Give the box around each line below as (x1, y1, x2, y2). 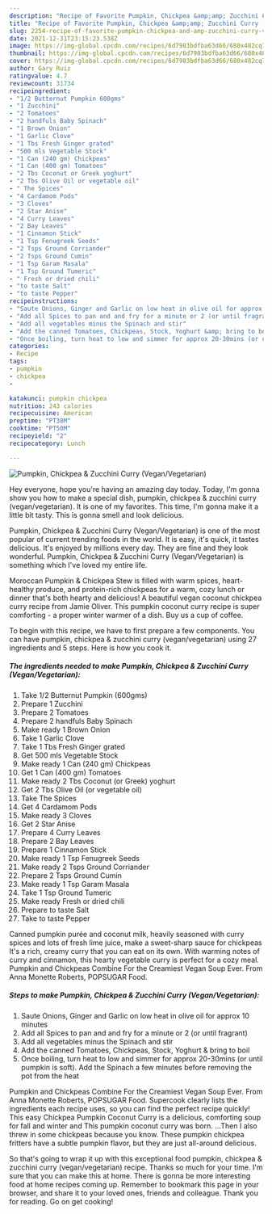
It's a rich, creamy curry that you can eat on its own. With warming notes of (9, 946, 261, 956)
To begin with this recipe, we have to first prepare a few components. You (9, 625, 255, 635)
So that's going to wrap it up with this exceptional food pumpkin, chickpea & (9, 1153, 262, 1163)
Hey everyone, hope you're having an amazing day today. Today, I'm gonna (9, 484, 261, 494)
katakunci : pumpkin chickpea (9, 394, 107, 402)
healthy (9, 584, 35, 594)
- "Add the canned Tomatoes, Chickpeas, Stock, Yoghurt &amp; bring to (9, 327, 255, 335)
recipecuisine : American (9, 410, 93, 418)
